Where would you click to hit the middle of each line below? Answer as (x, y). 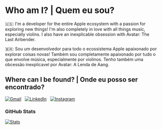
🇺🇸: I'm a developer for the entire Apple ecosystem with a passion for (75, 24)
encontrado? (25, 87)
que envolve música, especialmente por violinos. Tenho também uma (74, 59)
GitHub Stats (20, 111)
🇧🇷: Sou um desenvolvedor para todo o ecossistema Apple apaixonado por (81, 49)
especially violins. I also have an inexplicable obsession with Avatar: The (77, 34)
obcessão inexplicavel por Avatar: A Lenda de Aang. (57, 64)
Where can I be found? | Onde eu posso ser (72, 80)
